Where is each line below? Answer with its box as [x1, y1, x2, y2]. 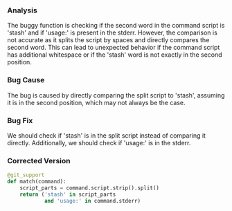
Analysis [7, 6, 38, 15]
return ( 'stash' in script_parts [19, 191, 116, 198]
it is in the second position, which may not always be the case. [7, 98, 186, 107]
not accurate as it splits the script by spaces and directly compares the [7, 36, 210, 44]
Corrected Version [7, 156, 71, 165]
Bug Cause [7, 75, 45, 85]
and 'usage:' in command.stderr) [44, 197, 141, 204]
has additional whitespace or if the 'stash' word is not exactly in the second [7, 51, 223, 59]
